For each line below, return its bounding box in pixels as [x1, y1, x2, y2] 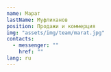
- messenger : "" [12, 42, 59, 49]
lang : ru [6, 55, 32, 62]
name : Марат [6, 10, 40, 17]
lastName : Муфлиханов [6, 16, 69, 23]
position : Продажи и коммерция [6, 23, 96, 29]
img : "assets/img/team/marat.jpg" [6, 29, 106, 36]
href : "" [18, 49, 44, 56]
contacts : [6, 36, 35, 43]
